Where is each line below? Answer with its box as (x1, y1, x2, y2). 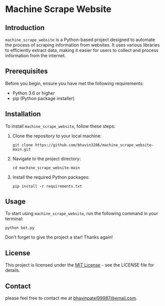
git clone (12, 142, 33, 147)
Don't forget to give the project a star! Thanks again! (5, 234, 113, 240)
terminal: (5, 216, 23, 222)
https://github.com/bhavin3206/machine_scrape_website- (34, 142, 154, 147)
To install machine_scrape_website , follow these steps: (5, 123, 116, 129)
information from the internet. (5, 52, 66, 58)
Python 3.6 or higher (12, 90, 55, 96)
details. (5, 267, 20, 273)
